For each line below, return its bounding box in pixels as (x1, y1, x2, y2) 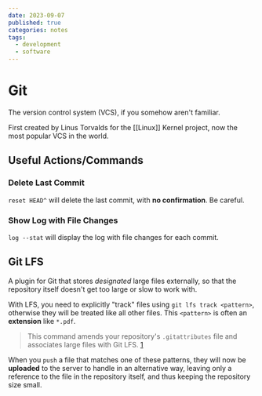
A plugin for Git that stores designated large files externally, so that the (8, 276, 237, 285)
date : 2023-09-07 (8, 11, 65, 20)
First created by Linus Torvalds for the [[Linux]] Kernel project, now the (8, 122, 238, 132)
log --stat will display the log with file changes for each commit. (8, 232, 220, 242)
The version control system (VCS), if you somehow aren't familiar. (8, 107, 221, 117)
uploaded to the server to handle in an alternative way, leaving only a (8, 363, 232, 372)
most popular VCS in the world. (8, 131, 109, 140)
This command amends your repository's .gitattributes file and (27, 331, 238, 341)
